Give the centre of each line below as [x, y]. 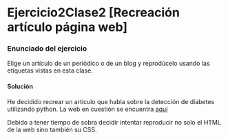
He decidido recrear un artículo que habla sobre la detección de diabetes [111, 101]
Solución [20, 86]
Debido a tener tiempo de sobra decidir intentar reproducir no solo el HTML [114, 122]
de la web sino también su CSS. [52, 129]
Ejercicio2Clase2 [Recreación [94, 13]
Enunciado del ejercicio [47, 49]
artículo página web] [68, 27]
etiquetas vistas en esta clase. [50, 71]
